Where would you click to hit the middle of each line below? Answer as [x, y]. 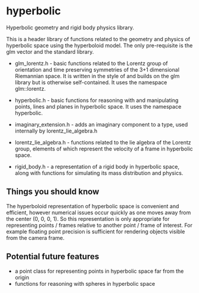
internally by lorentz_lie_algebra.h [56, 131]
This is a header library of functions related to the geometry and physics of [98, 39]
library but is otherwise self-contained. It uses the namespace [91, 82]
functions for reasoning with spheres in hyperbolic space [85, 283]
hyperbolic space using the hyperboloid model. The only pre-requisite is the [99, 45]
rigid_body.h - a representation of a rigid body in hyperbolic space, [97, 166]
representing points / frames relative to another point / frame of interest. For [99, 225]
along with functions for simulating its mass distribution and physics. [99, 173]
